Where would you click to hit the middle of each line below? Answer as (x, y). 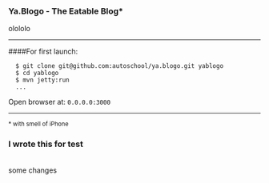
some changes (33, 170)
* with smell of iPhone (38, 124)
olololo (19, 29)
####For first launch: (43, 52)
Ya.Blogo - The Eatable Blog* (66, 11)
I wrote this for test (46, 144)
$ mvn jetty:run (42, 80)
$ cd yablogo (37, 74)
